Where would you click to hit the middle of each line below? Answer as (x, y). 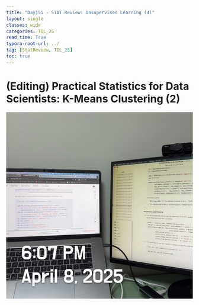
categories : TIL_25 (30, 31)
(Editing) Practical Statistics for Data (98, 86)
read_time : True (26, 38)
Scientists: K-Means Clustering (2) (93, 99)
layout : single (25, 19)
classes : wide (24, 25)
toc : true (18, 56)
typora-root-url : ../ (33, 44)
